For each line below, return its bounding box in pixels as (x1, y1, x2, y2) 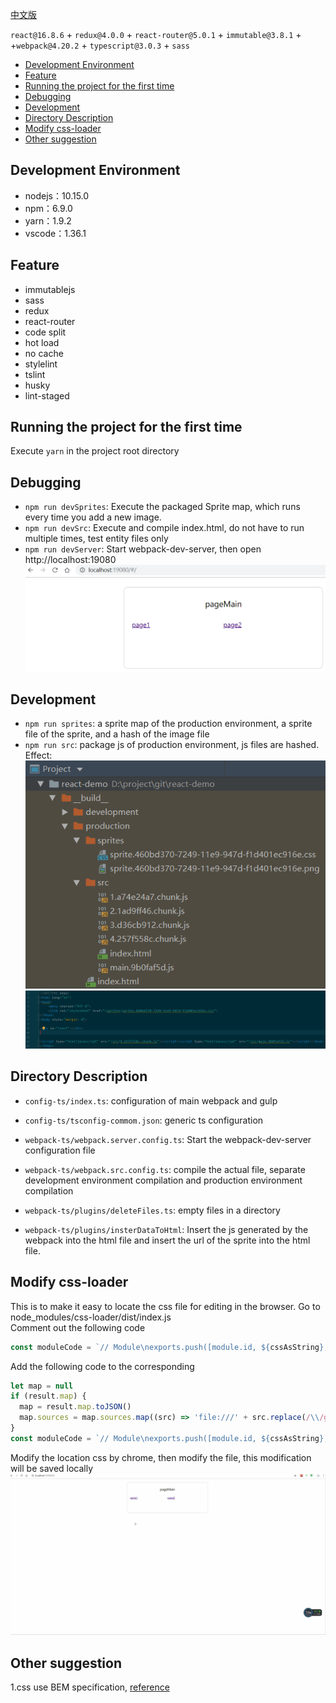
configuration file (24, 1144, 96, 1156)
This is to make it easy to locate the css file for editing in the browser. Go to (10, 1300, 321, 1312)
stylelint (24, 358, 58, 370)
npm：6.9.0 (24, 202, 73, 214)
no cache (24, 347, 64, 359)
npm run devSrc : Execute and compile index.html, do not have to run (24, 522, 305, 534)
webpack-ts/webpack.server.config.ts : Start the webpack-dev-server (24, 1133, 312, 1145)
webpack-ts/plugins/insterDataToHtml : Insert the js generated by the (24, 1223, 309, 1235)
